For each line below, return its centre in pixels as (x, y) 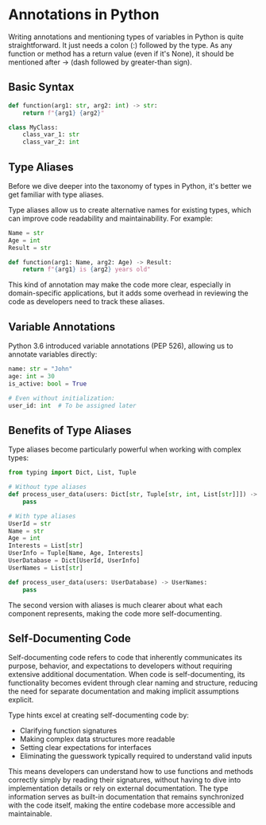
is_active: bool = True (48, 384)
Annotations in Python (84, 15)
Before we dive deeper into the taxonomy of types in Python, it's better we (130, 186)
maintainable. (30, 814)
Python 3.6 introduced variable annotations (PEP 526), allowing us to (121, 346)
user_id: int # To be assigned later (72, 405)
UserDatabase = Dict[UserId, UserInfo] (74, 561)
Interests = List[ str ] (46, 546)
